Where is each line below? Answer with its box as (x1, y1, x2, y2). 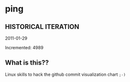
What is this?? (5, 59, 49, 67)
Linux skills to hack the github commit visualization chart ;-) (5, 71, 126, 77)
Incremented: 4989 (5, 45, 44, 50)
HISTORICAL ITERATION (5, 23, 80, 31)
